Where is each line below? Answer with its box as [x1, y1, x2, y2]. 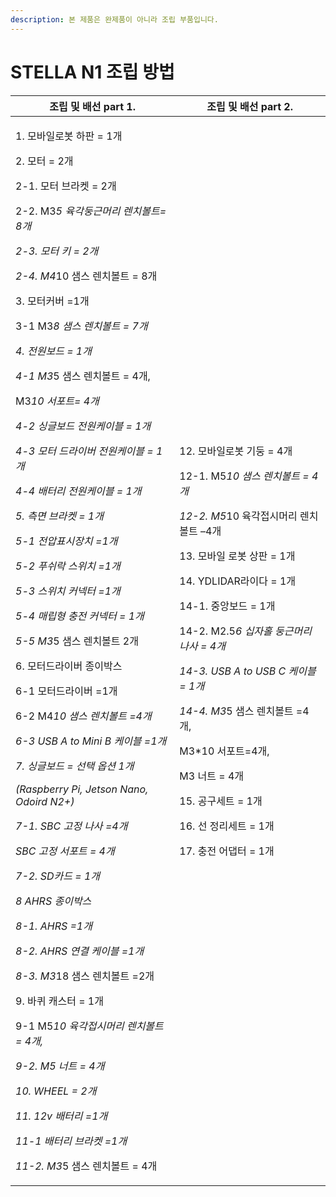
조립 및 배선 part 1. [49, 99, 136, 113]
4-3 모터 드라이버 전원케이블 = [15, 444, 154, 458]
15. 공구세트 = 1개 [179, 794, 263, 808]
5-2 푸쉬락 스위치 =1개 [15, 559, 121, 573]
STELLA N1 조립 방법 [10, 61, 175, 83]
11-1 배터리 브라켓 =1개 [15, 1134, 128, 1148]
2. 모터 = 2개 [15, 154, 74, 168]
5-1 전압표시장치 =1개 [15, 534, 118, 548]
